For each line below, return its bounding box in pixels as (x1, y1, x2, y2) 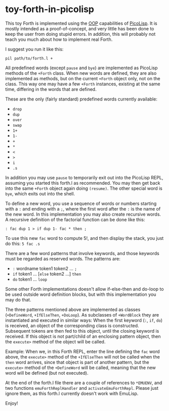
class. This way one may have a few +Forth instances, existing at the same (5, 81, 160, 87)
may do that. (5, 296, 31, 302)
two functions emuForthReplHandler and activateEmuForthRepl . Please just (5, 385, 159, 391)
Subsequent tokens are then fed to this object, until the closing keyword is (5, 328, 159, 334)
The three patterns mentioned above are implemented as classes (5, 306, 141, 313)
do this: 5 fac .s (5, 240, 40, 246)
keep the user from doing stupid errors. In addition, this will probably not (5, 31, 156, 37)
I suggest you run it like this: (5, 46, 64, 52)
